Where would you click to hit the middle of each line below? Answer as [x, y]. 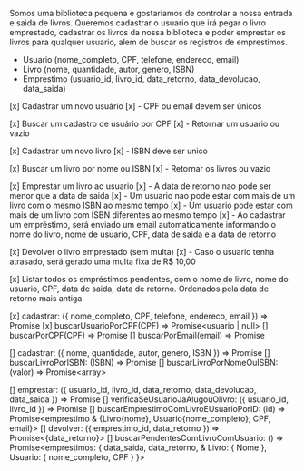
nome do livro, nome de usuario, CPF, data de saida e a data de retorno [143, 234]
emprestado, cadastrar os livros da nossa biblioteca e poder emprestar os [147, 32]
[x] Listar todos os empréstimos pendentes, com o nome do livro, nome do [149, 279]
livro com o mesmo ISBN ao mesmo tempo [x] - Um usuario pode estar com [151, 205]
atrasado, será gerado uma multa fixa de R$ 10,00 [103, 261]
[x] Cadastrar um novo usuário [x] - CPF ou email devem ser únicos [136, 106]
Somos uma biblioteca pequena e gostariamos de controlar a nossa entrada [151, 13]
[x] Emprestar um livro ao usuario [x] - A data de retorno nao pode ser [141, 186]
